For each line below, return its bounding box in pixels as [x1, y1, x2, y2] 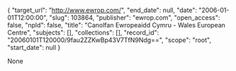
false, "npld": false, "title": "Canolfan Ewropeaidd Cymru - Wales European [7, 21, 225, 29]
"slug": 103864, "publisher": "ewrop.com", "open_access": [49, 13, 220, 22]
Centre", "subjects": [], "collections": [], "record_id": [7, 28, 159, 37]
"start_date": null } [7, 44, 61, 51]
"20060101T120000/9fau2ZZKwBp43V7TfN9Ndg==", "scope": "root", [7, 36, 211, 44]
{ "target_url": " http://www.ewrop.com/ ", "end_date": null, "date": [7, 6, 197, 14]
